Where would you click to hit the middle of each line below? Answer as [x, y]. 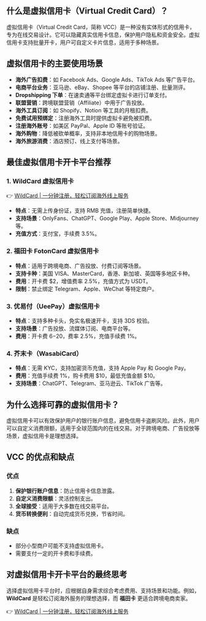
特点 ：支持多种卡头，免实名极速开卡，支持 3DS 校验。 [84, 321]
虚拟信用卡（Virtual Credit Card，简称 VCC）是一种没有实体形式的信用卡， [101, 27]
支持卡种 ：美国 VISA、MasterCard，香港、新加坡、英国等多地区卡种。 [104, 273]
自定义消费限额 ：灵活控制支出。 [55, 498]
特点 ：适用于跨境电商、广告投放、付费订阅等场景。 [80, 265]
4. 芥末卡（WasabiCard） [44, 353]
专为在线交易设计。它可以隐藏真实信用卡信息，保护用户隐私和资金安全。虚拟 [103, 34]
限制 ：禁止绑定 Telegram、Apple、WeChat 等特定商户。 [86, 289]
